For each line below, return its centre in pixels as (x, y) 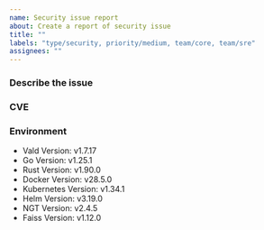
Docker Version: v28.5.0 (67, 179)
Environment (38, 131)
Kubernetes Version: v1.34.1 (73, 189)
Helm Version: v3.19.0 (63, 198)
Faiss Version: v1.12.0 (62, 218)
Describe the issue (51, 83)
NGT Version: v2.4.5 (60, 208)
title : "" (28, 34)
